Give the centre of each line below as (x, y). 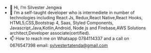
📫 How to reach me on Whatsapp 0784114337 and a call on (69, 38)
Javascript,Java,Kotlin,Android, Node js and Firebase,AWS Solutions (78, 28)
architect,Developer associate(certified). (50, 33)
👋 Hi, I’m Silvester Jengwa (36, 7)
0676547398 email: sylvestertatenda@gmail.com (59, 45)
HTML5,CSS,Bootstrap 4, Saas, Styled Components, (61, 23)
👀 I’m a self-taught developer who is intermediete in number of (72, 13)
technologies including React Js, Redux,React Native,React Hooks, (76, 18)
